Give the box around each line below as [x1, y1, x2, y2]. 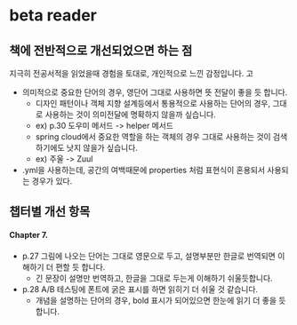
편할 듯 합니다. [55, 261, 106, 272]
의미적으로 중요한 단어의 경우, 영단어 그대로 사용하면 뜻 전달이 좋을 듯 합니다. [21, 87, 288, 98]
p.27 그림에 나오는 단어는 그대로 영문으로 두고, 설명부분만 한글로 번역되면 [21, 250, 276, 261]
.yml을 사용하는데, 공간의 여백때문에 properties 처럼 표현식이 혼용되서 [21, 165, 265, 175]
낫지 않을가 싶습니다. [66, 143, 138, 153]
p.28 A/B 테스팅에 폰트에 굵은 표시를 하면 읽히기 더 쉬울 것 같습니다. [21, 283, 259, 294]
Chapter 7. [9, 229, 49, 240]
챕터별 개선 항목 [9, 204, 91, 219]
